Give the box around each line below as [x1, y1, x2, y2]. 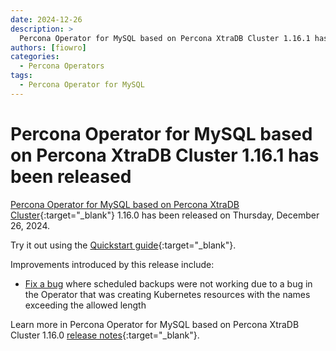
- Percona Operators [19, 61, 105, 71]
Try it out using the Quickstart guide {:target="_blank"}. [10, 239, 237, 251]
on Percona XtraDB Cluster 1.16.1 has [10, 144, 320, 166]
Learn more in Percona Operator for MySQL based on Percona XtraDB [10, 318, 300, 330]
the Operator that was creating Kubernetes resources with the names [24, 288, 311, 300]
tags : [10, 71, 33, 81]
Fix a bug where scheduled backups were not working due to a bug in [24, 277, 313, 290]
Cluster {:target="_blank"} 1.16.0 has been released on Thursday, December [10, 209, 320, 221]
